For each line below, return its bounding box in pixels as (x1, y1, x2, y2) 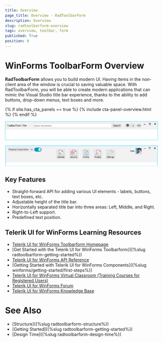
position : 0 (5, 39, 29, 44)
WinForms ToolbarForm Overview (5, 60, 145, 72)
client (5, 81, 16, 87)
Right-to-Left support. (12, 209, 56, 215)
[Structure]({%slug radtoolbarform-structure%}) (12, 321, 109, 327)
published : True (5, 34, 38, 38)
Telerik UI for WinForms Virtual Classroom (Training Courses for (12, 272, 140, 278)
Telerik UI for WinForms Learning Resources (5, 229, 142, 237)
